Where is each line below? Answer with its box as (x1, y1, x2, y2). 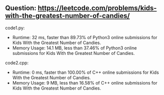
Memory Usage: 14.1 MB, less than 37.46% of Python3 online (12, 45, 137, 51)
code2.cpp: (5, 59, 29, 66)
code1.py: (5, 25, 25, 31)
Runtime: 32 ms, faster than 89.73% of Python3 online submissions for (12, 34, 158, 40)
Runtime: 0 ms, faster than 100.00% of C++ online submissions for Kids (12, 69, 159, 75)
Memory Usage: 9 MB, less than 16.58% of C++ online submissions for (12, 80, 158, 86)
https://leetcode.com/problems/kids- (37, 4, 157, 12)
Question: (5, 4, 37, 12)
